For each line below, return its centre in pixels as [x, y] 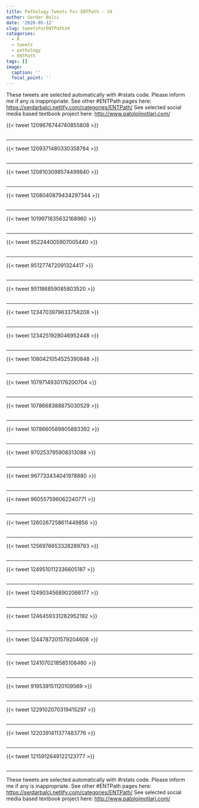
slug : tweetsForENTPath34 [38, 28]
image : [14, 67]
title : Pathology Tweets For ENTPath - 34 [59, 12]
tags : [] [17, 61]
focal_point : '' [31, 78]
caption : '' [26, 72]
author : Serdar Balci [33, 17]
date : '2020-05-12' [30, 23]
